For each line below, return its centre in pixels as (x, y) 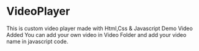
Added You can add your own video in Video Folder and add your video (96, 34)
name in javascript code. (37, 41)
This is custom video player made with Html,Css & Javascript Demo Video (99, 28)
